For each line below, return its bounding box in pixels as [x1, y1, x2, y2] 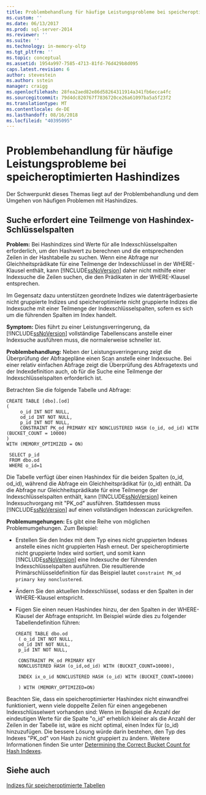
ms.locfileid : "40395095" [6, 117, 72, 123]
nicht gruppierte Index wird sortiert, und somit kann [15, 549, 146, 557]
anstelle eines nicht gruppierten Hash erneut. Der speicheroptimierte [15, 543, 189, 550]
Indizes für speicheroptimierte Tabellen [6, 781, 105, 789]
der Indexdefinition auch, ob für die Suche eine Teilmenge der [6, 368, 163, 375]
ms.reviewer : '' [6, 32, 48, 38]
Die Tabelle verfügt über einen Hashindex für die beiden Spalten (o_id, [6, 474, 184, 480]
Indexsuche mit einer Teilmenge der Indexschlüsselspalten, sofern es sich [6, 305, 193, 312]
